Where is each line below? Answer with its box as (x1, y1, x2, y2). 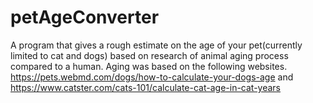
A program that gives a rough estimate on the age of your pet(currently (10, 39, 303, 51)
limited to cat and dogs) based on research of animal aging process (10, 49, 289, 61)
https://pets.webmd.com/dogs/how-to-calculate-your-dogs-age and (10, 71, 294, 83)
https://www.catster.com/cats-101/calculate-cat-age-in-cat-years (10, 81, 282, 93)
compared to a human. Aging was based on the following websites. (10, 60, 288, 72)
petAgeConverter (10, 6, 160, 29)
